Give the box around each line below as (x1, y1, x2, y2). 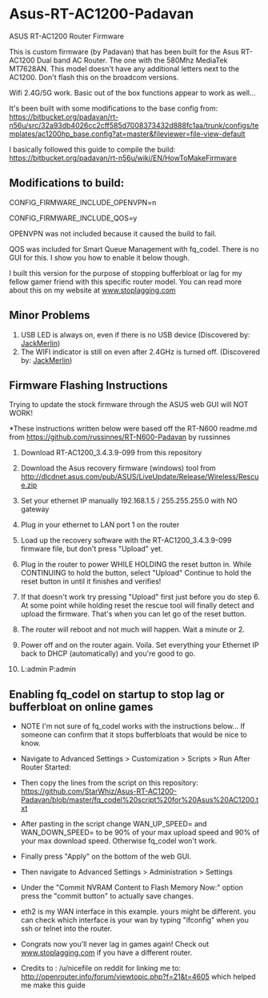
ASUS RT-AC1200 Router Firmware (9, 31, 125, 41)
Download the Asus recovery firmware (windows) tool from (20, 463, 217, 473)
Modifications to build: (9, 176, 125, 190)
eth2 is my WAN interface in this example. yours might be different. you (20, 907, 256, 916)
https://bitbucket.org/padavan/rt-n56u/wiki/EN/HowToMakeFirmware (9, 153, 237, 163)
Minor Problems (9, 309, 90, 322)
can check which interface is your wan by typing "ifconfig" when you (20, 915, 249, 925)
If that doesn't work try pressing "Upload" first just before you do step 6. (20, 592, 261, 602)
